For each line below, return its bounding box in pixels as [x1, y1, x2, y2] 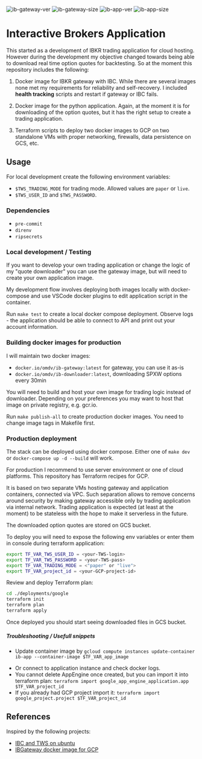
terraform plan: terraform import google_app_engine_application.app [14, 677, 189, 684]
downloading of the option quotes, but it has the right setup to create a [14, 109, 191, 116]
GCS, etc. [14, 139, 39, 147]
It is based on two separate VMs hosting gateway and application [6, 484, 169, 491]
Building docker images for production [6, 338, 122, 347]
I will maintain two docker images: [6, 352, 90, 359]
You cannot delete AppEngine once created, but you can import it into [14, 670, 189, 678]
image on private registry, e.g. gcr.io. [6, 401, 98, 408]
